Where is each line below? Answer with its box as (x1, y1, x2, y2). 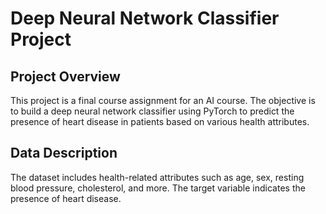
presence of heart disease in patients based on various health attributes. (10, 116, 310, 127)
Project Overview (10, 68, 121, 85)
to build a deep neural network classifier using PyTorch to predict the (10, 105, 295, 117)
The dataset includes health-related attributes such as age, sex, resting (10, 171, 305, 183)
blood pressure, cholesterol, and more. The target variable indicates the (10, 182, 306, 194)
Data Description (10, 145, 118, 162)
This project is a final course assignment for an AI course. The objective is (10, 95, 316, 106)
